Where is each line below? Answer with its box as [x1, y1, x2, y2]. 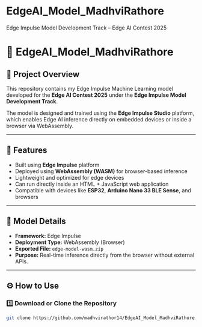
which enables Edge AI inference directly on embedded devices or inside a [6, 115, 192, 123]
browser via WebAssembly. [6, 122, 74, 129]
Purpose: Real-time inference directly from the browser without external [14, 251, 194, 258]
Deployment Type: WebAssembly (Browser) [14, 239, 125, 246]
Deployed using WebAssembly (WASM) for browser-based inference [14, 167, 188, 175]
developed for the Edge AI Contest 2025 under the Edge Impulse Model [6, 91, 186, 99]
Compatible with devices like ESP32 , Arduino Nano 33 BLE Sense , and [14, 186, 191, 194]
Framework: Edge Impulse [14, 232, 81, 239]
